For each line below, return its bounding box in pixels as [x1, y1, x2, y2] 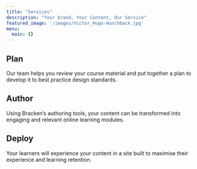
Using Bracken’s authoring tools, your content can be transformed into [6, 109, 181, 116]
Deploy [6, 133, 34, 144]
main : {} [11, 31, 34, 37]
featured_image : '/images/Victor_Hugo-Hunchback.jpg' [6, 20, 145, 26]
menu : [6, 25, 20, 32]
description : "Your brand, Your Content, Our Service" [6, 14, 147, 21]
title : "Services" [6, 8, 52, 15]
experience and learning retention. [6, 156, 92, 163]
